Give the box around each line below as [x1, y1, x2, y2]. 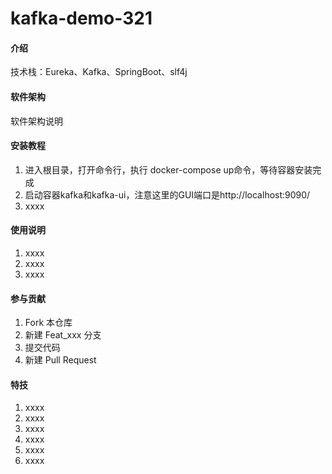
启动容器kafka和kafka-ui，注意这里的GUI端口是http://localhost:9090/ [24, 188, 311, 201]
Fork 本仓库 [24, 317, 73, 329]
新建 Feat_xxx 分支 [24, 329, 102, 341]
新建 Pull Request [24, 354, 97, 366]
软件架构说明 [10, 115, 63, 127]
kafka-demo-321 [10, 7, 153, 30]
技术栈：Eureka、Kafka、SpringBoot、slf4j [10, 66, 188, 78]
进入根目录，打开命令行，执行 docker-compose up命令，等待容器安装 [24, 163, 313, 176]
